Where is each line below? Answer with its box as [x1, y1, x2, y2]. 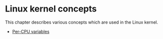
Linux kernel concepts [5, 3, 97, 14]
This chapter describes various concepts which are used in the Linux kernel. [5, 19, 158, 25]
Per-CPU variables [12, 28, 50, 34]
